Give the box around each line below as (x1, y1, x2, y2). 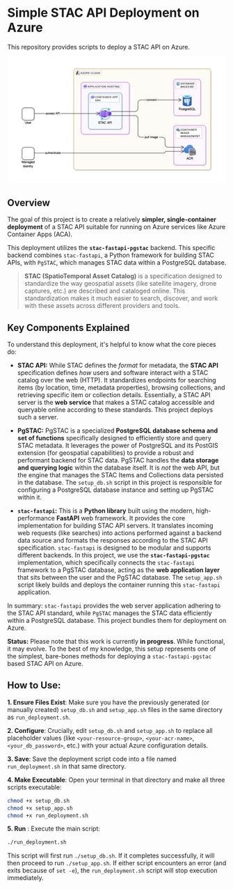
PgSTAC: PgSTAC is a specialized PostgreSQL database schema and (17, 426, 218, 435)
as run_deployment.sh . (7, 713, 71, 721)
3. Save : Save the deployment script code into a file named (7, 755, 177, 763)
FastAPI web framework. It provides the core (56, 513, 186, 522)
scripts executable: (7, 782, 62, 791)
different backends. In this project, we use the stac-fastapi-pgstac (17, 550, 210, 559)
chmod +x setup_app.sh (7, 805, 73, 812)
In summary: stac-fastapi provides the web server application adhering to (7, 601, 221, 610)
